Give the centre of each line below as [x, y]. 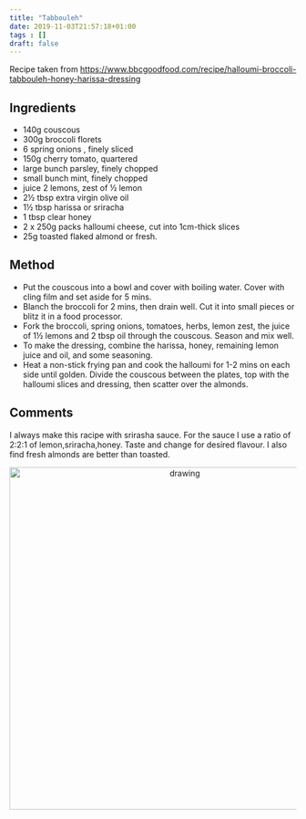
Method [32, 265]
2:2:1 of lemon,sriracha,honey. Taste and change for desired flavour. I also [148, 445]
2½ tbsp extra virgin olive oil [76, 198]
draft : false [34, 43]
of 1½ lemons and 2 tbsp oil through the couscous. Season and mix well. [158, 335]
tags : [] [28, 35]
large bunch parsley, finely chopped [90, 169]
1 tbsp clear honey [57, 217]
